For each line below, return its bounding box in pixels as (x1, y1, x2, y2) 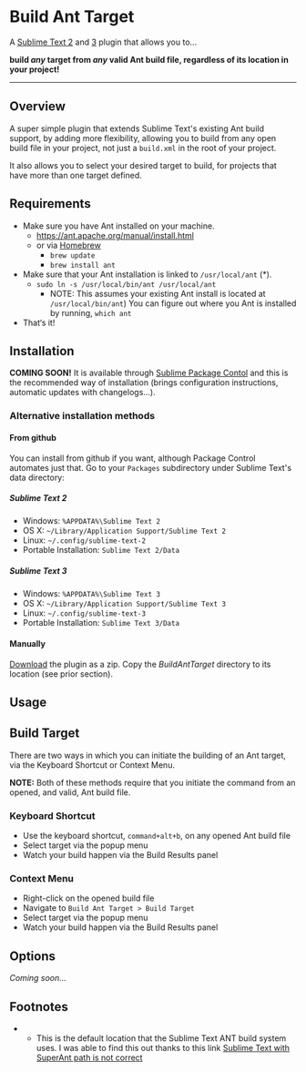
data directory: (9, 472, 66, 483)
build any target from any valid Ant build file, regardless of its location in (9, 54, 289, 65)
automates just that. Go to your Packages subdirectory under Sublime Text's (9, 462, 292, 473)
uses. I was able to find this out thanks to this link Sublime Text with (36, 1043, 290, 1054)
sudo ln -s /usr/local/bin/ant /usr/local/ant (36, 280, 217, 289)
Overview (9, 98, 66, 115)
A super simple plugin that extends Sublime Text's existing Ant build (9, 123, 264, 134)
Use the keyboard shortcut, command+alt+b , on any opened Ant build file (22, 831, 291, 842)
